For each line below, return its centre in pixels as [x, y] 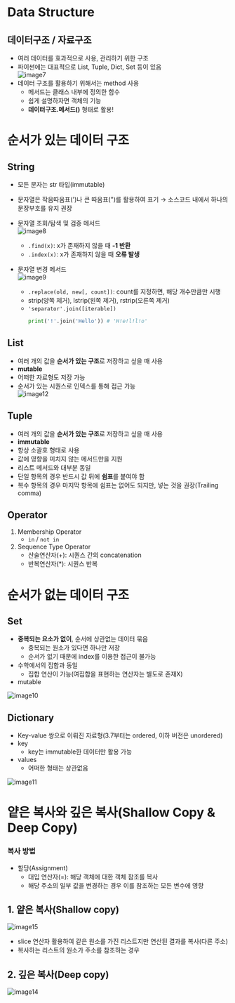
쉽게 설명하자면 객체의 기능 [65, 100]
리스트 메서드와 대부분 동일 [54, 467]
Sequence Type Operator [54, 547]
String [21, 167]
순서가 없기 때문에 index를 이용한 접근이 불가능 [92, 657]
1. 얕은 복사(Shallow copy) [63, 910]
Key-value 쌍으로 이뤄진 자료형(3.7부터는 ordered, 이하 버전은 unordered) [120, 735]
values [27, 760]
